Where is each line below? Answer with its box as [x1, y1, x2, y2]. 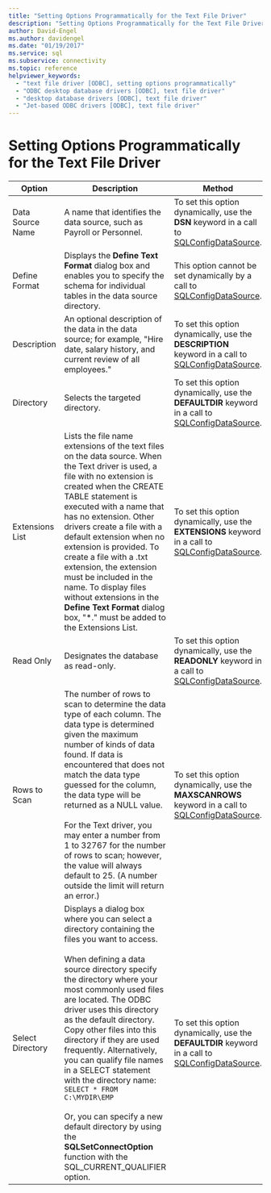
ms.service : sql [8, 49, 63, 57]
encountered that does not [64, 759, 165, 770]
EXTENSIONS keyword [173, 526, 261, 537]
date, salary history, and [64, 344, 156, 355]
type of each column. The [64, 709, 161, 720]
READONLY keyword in [173, 655, 262, 666]
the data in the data [64, 323, 138, 335]
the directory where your [64, 974, 158, 985]
